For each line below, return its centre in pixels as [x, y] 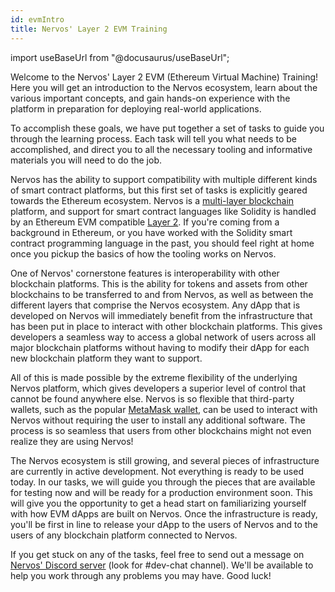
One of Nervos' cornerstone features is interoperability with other [145, 273]
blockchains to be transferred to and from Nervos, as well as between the [162, 294]
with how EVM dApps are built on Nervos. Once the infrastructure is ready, [164, 513]
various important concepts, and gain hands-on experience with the [150, 98]
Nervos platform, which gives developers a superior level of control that [158, 388]
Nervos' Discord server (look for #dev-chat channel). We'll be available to [162, 565]
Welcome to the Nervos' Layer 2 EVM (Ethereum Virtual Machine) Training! [164, 77]
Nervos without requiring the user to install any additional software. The [158, 420]
